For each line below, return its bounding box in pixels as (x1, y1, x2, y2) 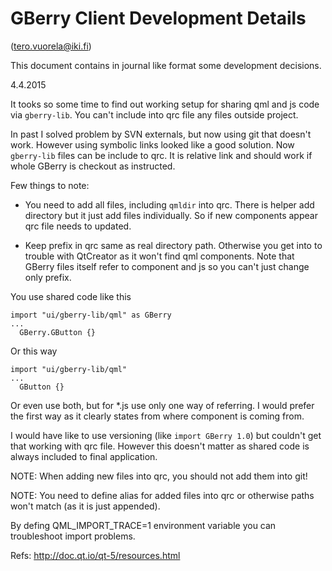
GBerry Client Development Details (10, 7, 307, 30)
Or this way (10, 345, 58, 357)
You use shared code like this (10, 290, 132, 302)
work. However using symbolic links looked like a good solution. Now (10, 138, 295, 151)
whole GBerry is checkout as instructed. (10, 160, 176, 172)
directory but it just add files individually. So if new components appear (24, 209, 318, 221)
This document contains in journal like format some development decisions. (10, 59, 322, 71)
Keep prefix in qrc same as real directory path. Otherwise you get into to (24, 239, 323, 251)
